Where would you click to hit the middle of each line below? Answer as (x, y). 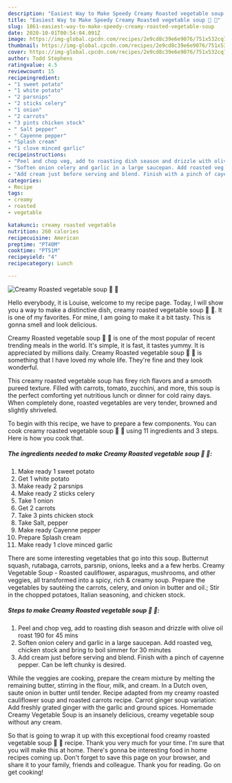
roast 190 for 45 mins (48, 635)
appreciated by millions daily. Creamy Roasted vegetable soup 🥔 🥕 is (105, 352)
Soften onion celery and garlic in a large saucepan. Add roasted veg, (115, 642)
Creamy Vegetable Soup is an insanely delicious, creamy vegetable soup (111, 715)
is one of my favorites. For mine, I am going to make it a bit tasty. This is (109, 317)
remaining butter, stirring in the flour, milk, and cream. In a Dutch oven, (108, 685)
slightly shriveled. (33, 410)
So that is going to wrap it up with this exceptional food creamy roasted (109, 735)
